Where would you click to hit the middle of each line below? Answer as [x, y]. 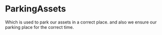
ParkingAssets [36, 9]
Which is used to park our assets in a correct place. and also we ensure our [81, 22]
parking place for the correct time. [40, 27]
